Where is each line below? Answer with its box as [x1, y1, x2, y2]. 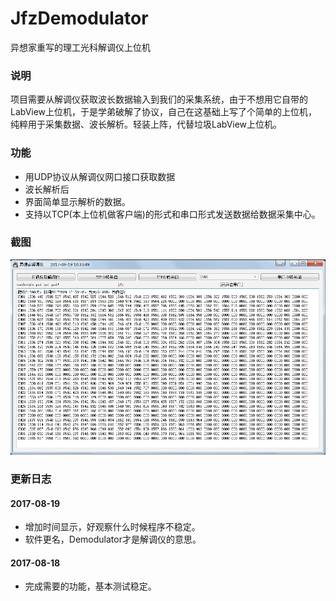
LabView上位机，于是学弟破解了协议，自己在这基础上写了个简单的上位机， [10, 106, 318, 118]
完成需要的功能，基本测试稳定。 [24, 580, 157, 592]
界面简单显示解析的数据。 [24, 195, 131, 207]
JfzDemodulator [10, 7, 149, 30]
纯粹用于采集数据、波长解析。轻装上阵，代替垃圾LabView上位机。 [10, 118, 283, 131]
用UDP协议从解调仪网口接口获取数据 [24, 170, 176, 182]
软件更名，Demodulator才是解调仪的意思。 [24, 533, 202, 546]
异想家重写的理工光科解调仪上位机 [10, 41, 151, 53]
